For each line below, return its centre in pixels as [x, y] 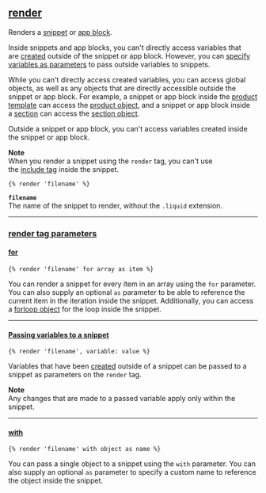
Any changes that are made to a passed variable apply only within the [122, 399]
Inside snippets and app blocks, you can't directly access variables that [125, 48]
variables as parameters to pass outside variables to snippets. [109, 64]
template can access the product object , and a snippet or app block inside [129, 105]
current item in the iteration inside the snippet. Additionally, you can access [131, 300]
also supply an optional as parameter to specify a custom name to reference [132, 472]
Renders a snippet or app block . [60, 32]
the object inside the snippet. [56, 481]
